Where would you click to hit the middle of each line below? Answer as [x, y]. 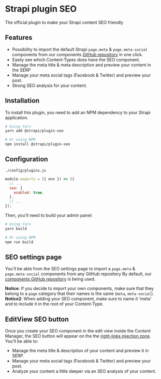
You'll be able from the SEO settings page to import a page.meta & [70, 269]
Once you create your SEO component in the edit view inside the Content [78, 331]
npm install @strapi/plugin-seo [37, 144]
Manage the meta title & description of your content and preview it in [80, 351]
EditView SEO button [37, 319]
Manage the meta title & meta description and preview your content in [81, 65]
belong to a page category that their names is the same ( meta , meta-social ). [80, 294]
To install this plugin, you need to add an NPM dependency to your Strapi [78, 112]
